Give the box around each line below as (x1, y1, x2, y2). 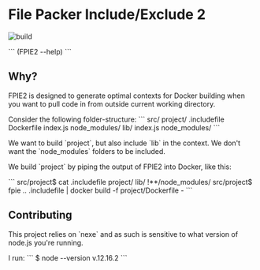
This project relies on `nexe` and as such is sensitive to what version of (8, 229, 239, 238)
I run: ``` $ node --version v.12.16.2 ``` (8, 253, 128, 262)
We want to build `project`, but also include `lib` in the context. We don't (8, 138, 241, 148)
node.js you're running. (8, 238, 84, 247)
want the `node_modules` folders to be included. (8, 146, 165, 156)
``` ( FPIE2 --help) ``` (8, 47, 72, 56)
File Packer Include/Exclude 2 (8, 6, 206, 24)
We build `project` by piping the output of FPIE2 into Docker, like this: (8, 162, 232, 171)
